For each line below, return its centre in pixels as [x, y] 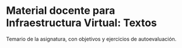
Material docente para [61, 11]
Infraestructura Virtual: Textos [82, 23]
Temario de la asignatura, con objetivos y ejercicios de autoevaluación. [91, 39]
